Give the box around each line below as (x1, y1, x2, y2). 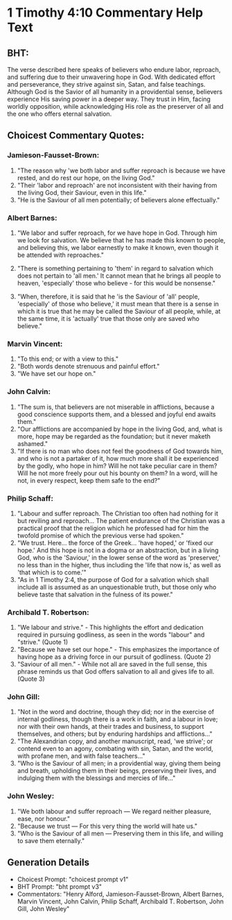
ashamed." (17, 439, 48, 448)
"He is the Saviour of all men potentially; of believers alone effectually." (17, 195, 220, 204)
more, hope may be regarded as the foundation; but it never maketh (17, 432, 211, 441)
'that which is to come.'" (17, 568, 87, 576)
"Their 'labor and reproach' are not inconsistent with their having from (17, 181, 217, 189)
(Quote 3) (17, 675, 45, 683)
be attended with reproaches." (17, 251, 105, 259)
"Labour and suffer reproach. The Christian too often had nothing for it (17, 509, 219, 517)
